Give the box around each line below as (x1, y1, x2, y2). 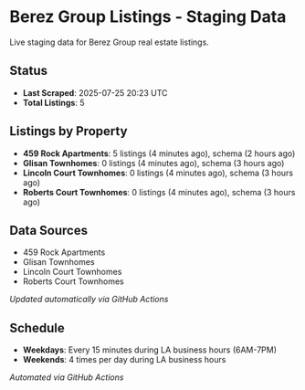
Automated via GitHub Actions (9, 372, 124, 383)
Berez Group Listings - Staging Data (9, 6, 287, 27)
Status (9, 63, 48, 79)
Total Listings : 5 (22, 97, 85, 108)
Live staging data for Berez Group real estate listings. (9, 37, 210, 47)
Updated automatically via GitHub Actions (9, 294, 169, 305)
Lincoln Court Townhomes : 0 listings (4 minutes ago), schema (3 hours (22, 167, 294, 178)
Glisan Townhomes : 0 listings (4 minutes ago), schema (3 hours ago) (22, 157, 285, 168)
